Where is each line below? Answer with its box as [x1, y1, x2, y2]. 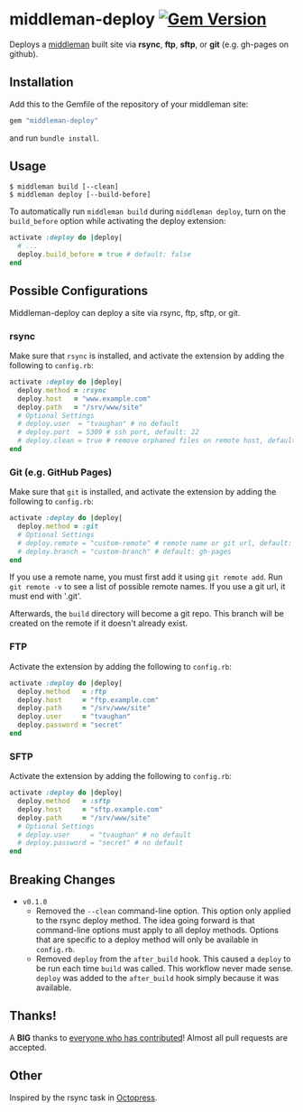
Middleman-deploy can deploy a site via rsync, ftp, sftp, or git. [9, 307, 241, 318]
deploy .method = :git [17, 522, 99, 532]
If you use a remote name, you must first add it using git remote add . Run [9, 571, 283, 582]
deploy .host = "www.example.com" [17, 394, 151, 403]
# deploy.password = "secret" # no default [17, 839, 183, 848]
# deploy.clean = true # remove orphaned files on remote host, [17, 436, 264, 446]
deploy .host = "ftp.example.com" [17, 695, 160, 704]
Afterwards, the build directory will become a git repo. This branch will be [9, 608, 284, 619]
